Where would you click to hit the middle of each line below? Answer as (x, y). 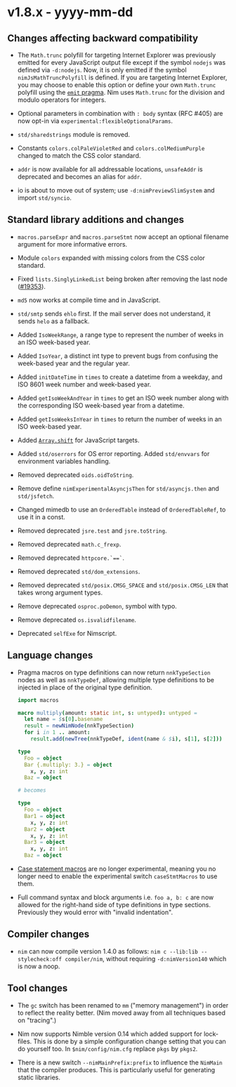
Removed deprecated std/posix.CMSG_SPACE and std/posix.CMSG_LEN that (123, 585)
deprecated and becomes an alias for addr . (79, 177)
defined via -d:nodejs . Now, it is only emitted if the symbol (102, 70)
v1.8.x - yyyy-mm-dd (70, 12)
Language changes (50, 655)
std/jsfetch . (36, 495)
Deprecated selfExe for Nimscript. (67, 633)
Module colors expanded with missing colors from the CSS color (111, 258)
